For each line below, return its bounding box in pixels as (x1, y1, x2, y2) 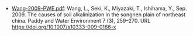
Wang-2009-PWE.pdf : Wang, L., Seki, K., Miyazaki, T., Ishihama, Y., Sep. (11, 5, 187, 12)
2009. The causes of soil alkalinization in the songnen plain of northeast (11, 11, 186, 18)
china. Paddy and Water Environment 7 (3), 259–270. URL (11, 17, 151, 24)
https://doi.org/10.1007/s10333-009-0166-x (11, 23, 116, 30)
